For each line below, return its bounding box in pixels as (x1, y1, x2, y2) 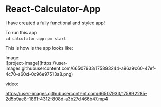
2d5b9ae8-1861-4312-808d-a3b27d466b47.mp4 (5, 96, 109, 102)
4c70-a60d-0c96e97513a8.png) (5, 70, 73, 77)
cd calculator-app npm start (5, 36, 66, 41)
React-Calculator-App (5, 3, 101, 15)
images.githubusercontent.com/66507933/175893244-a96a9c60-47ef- (5, 65, 156, 72)
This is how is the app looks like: (5, 45, 73, 51)
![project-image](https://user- (5, 60, 68, 66)
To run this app (5, 29, 37, 35)
